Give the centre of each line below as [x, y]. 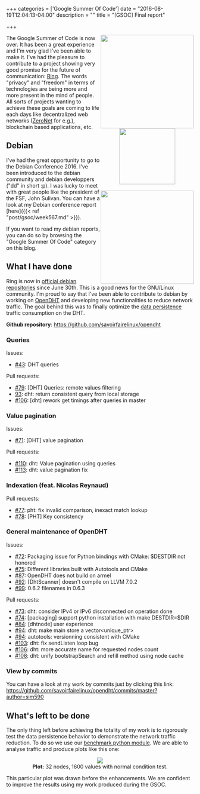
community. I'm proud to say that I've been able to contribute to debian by [97, 294]
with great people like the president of [53, 192]
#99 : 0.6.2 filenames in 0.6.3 [50, 588]
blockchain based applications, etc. [50, 127]
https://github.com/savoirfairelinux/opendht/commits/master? [82, 691]
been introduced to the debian [43, 173]
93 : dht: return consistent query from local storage [77, 394]
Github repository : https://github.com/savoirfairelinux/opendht [83, 324]
